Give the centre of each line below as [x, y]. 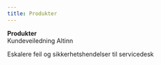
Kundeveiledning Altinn [40, 40]
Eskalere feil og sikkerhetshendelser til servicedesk [80, 54]
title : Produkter [32, 13]
